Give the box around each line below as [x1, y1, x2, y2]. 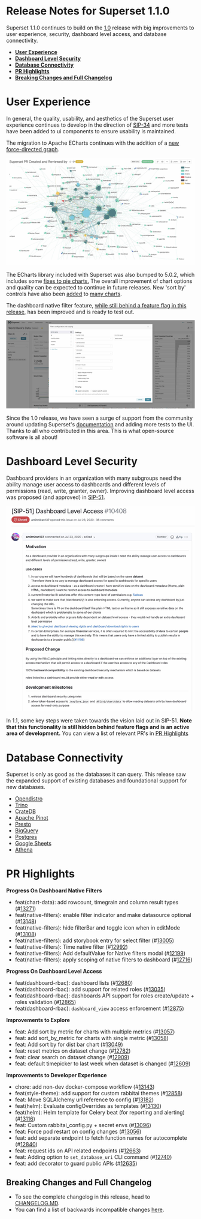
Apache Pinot [14, 814, 48, 821]
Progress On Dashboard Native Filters [6, 887, 102, 894]
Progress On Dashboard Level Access [6, 968, 102, 975]
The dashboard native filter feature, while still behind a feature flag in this [6, 301, 187, 309]
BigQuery [14, 827, 39, 834]
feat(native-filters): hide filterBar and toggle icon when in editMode [14, 924, 181, 931]
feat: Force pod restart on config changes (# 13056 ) [14, 1128, 142, 1136]
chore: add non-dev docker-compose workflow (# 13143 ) [14, 1083, 155, 1090]
